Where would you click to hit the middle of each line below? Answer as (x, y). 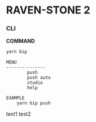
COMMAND (20, 41)
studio (35, 83)
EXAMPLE (16, 98)
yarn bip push (34, 103)
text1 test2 (18, 114)
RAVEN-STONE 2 (48, 10)
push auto (39, 78)
